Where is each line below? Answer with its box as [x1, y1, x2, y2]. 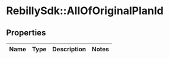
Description [52, 45, 86, 53]
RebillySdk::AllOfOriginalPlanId [6, 4, 164, 18]
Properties [6, 28, 46, 38]
